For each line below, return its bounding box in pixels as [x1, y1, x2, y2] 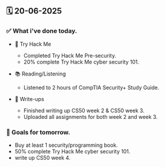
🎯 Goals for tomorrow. [6, 128, 70, 136]
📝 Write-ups [14, 95, 44, 102]
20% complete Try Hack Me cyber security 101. [23, 58, 140, 65]
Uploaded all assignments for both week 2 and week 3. [23, 113, 158, 120]
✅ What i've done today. [6, 27, 77, 35]
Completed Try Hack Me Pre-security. [23, 52, 117, 59]
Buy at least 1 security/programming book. [14, 141, 118, 149]
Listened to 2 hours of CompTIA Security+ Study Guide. [23, 84, 160, 91]
